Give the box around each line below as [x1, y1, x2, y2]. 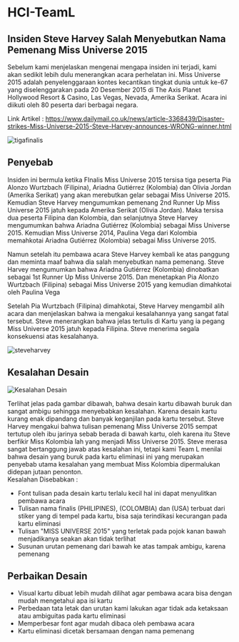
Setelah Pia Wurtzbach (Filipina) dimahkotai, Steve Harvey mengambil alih [7, 301, 225, 310]
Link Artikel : [7, 115, 44, 123]
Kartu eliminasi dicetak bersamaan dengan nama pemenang [17, 627, 195, 636]
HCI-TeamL [7, 4, 76, 21]
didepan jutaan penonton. [7, 467, 83, 476]
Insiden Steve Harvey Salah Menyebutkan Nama [7, 33, 226, 45]
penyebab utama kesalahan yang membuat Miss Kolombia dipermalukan [7, 459, 220, 468]
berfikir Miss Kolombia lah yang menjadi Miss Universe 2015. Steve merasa [7, 437, 228, 446]
